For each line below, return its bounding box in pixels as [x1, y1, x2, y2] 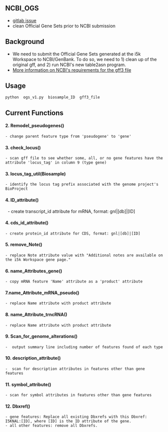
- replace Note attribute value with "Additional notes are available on [5, 253, 163, 258]
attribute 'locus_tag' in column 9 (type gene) [5, 160, 107, 166]
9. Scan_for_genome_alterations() [5, 333, 78, 340]
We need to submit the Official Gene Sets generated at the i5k [12, 50, 141, 57]
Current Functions [5, 109, 64, 117]
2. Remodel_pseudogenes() [5, 123, 64, 129]
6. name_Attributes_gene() [5, 267, 62, 274]
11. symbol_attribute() [5, 381, 52, 388]
